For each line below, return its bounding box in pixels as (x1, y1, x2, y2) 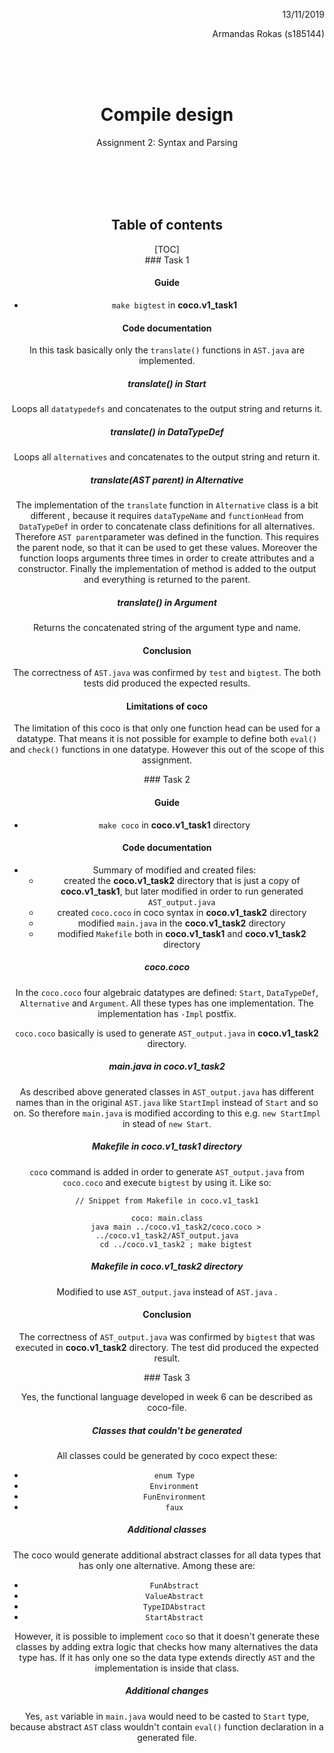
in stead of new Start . (122, 1117, 212, 1129)
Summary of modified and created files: (92, 864, 257, 876)
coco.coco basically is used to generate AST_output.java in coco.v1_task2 (15, 1027, 319, 1039)
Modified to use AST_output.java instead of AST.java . (56, 1285, 278, 1298)
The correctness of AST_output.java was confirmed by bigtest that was (18, 1330, 316, 1343)
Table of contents (111, 217, 223, 234)
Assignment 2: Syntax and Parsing (96, 136, 238, 148)
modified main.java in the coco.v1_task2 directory (77, 917, 286, 929)
